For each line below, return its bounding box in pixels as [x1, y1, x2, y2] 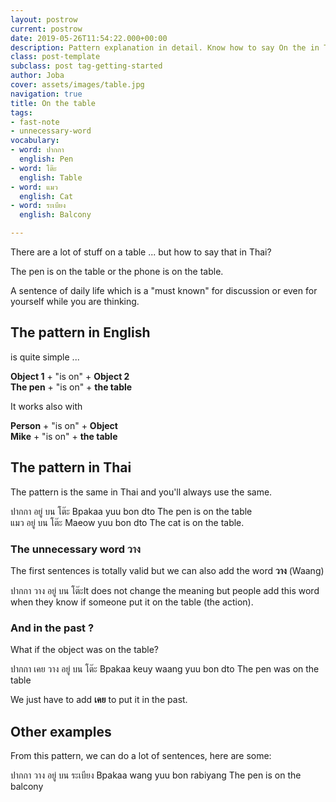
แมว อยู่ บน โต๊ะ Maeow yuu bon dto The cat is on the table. [10, 516, 245, 528]
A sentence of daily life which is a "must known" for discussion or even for [10, 285, 318, 296]
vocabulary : [10, 136, 60, 146]
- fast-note [10, 117, 60, 127]
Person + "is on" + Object [10, 419, 118, 431]
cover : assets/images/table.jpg [10, 80, 145, 90]
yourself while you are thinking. [10, 296, 140, 307]
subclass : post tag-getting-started [10, 61, 163, 71]
